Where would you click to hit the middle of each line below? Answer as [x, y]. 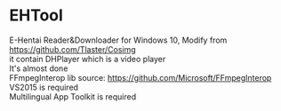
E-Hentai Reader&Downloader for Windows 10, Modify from [118, 40]
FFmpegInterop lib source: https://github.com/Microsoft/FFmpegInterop [140, 77]
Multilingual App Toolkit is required [72, 96]
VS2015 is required [44, 87]
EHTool [36, 16]
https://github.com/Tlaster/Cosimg [72, 49]
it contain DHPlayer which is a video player [88, 59]
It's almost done [39, 68]
